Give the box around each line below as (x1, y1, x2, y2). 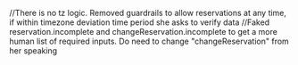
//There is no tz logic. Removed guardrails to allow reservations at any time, (9, 8, 287, 18)
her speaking (9, 45, 58, 56)
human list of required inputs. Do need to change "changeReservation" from (9, 36, 290, 46)
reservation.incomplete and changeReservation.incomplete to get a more (9, 27, 278, 37)
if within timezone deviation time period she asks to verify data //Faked (9, 17, 270, 28)
